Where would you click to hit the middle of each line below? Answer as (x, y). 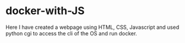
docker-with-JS (45, 11)
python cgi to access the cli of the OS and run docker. (71, 33)
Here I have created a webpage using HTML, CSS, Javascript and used (92, 27)
